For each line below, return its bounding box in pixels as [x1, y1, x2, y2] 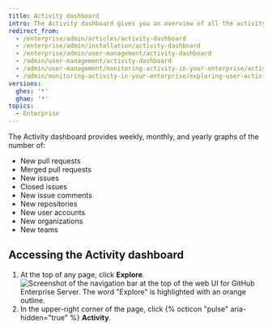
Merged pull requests [19, 165, 91, 174]
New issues [19, 173, 59, 183]
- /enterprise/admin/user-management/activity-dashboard [15, 49, 212, 57]
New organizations [19, 216, 83, 226]
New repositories [19, 199, 78, 209]
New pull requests [19, 156, 81, 166]
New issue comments [19, 191, 93, 200]
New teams [19, 225, 58, 235]
